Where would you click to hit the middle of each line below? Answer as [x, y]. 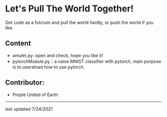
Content [18, 44]
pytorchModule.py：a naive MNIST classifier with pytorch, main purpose [87, 61]
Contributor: [25, 83]
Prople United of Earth [35, 95]
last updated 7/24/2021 [29, 109]
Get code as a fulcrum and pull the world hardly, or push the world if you [80, 22]
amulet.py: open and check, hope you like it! [58, 55]
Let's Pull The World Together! [70, 9]
